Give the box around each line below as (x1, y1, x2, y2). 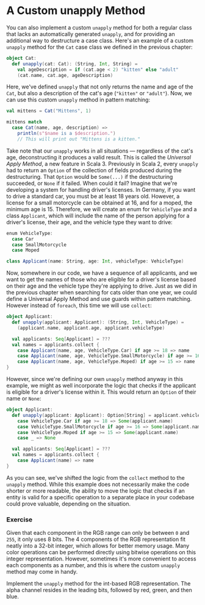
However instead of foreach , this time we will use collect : (6, 302, 153, 309)
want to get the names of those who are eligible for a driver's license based (6, 276, 196, 283)
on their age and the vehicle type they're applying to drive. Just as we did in (6, 282, 197, 290)
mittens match (6, 119, 43, 125)
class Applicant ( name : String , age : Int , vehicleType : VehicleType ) (6, 258, 184, 264)
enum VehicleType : (6, 230, 53, 236)
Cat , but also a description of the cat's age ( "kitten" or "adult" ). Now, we (6, 90, 192, 97)
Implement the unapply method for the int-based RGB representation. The (6, 580, 191, 587)
